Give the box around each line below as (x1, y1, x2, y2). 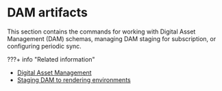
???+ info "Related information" (7, 55, 95, 63)
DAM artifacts (7, 5, 88, 21)
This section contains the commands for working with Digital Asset (7, 27, 196, 36)
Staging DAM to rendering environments (16, 75, 132, 83)
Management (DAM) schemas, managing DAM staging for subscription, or (7, 34, 217, 42)
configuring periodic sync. (7, 42, 82, 50)
